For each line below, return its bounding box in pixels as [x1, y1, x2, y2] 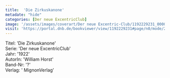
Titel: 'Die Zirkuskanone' [5, 40, 56, 46]
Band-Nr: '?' [5, 62, 31, 68]
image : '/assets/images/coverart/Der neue [5, 21, 96, 27]
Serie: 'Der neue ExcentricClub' [5, 46, 71, 52]
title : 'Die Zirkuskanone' [5, 7, 65, 13]
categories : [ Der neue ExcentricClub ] [5, 17, 87, 22]
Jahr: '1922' [5, 51, 30, 57]
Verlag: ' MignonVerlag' [5, 67, 55, 73]
